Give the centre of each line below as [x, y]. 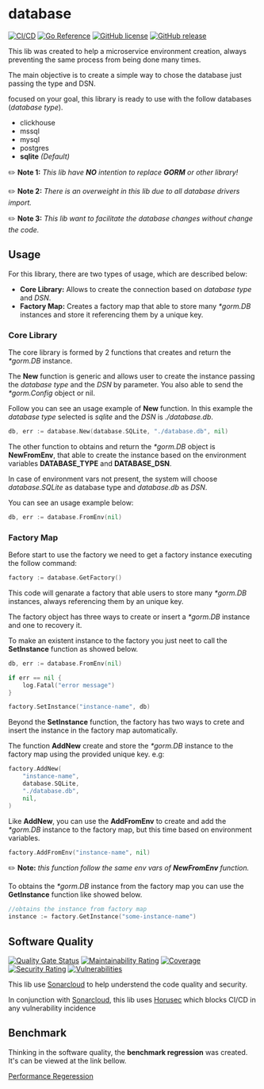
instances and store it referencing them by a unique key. [111, 314]
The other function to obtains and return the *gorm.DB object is [112, 446]
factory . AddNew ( [35, 769]
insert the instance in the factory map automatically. [93, 730]
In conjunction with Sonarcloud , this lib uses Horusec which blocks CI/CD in [132, 1000]
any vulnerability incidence [52, 1008]
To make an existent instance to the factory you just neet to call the [118, 641]
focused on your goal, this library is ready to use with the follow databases [130, 98]
